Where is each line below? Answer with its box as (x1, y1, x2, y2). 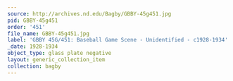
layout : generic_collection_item (7, 56, 106, 63)
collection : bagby (7, 63, 61, 70)
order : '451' (7, 23, 46, 30)
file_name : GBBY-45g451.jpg (7, 30, 90, 37)
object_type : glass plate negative (7, 50, 112, 57)
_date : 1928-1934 (7, 43, 58, 50)
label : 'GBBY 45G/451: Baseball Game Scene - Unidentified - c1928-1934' (7, 37, 229, 44)
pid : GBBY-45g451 (7, 17, 58, 24)
